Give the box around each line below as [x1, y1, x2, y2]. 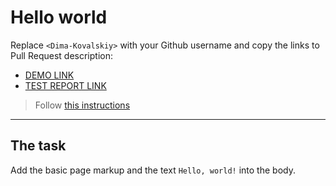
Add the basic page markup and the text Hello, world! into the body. [10, 164, 296, 176]
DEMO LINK [24, 69, 75, 81]
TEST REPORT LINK [24, 79, 107, 91]
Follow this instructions [34, 99, 131, 111]
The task [10, 137, 67, 155]
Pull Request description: [10, 49, 113, 61]
